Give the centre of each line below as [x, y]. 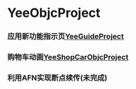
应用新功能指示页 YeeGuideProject [66, 37]
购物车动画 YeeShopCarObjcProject [68, 57]
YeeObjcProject [54, 13]
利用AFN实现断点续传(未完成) [57, 78]
